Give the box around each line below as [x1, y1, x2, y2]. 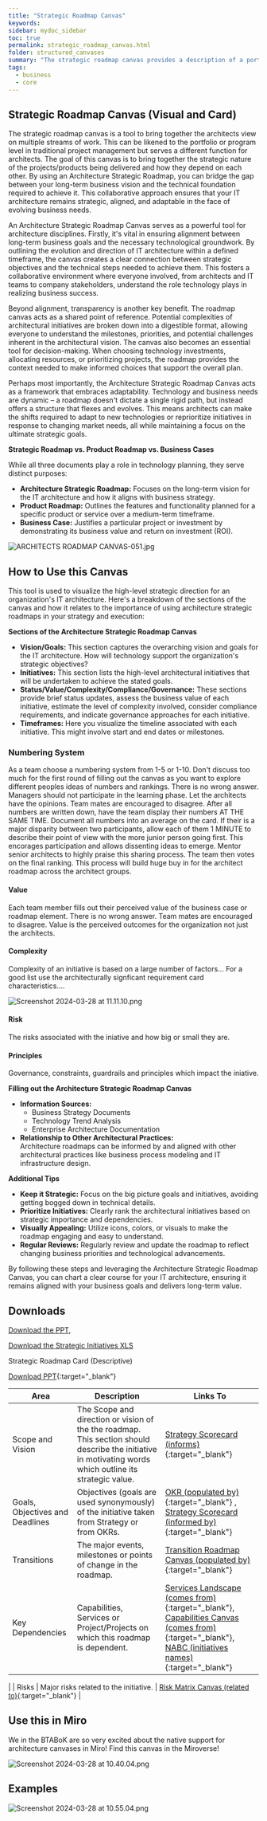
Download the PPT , [8, 1325, 72, 1335]
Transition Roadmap [164, 1544, 240, 1556]
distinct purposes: [8, 469, 68, 478]
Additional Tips [8, 1174, 60, 1183]
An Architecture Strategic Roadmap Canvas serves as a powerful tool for [8, 221, 246, 230]
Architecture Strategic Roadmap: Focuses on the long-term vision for [19, 484, 250, 494]
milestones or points [76, 1549, 153, 1560]
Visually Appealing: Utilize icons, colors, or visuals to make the [19, 1223, 229, 1233]
